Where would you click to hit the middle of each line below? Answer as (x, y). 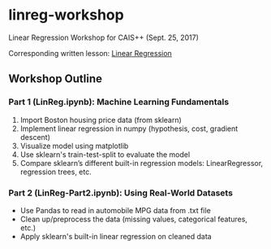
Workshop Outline (56, 79)
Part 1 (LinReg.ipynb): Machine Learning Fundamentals (119, 102)
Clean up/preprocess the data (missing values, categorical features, (133, 219)
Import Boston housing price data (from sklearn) (101, 120)
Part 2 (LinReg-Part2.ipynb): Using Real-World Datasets (121, 193)
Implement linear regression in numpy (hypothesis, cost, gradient (129, 129)
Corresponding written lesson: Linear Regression (90, 53)
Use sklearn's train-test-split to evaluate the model (105, 154)
